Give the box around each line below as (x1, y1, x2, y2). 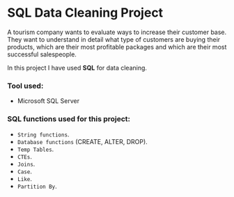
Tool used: (7, 81, 44, 90)
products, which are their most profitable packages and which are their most (7, 42, 227, 51)
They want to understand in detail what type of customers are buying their (7, 35, 221, 43)
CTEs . (17, 152, 33, 161)
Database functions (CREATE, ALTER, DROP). (17, 137, 148, 145)
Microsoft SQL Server (17, 97, 80, 105)
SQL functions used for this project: (7, 114, 131, 124)
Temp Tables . (17, 145, 54, 153)
